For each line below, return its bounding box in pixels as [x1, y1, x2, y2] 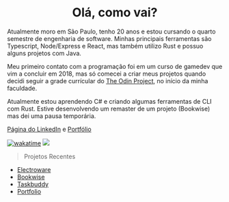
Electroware [16, 165, 51, 173]
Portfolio [16, 187, 42, 195]
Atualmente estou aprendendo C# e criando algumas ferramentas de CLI [7, 97, 212, 105]
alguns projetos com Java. [7, 49, 82, 57]
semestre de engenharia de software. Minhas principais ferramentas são [7, 34, 212, 42]
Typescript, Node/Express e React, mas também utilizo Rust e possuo [7, 42, 204, 50]
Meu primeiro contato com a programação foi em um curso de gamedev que [7, 62, 223, 70]
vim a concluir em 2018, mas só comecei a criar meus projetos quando [7, 70, 206, 78]
